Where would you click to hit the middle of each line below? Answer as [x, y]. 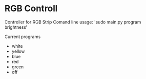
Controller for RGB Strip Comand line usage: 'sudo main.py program [73, 22]
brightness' [16, 27]
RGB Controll [31, 9]
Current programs [23, 37]
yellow [18, 51]
